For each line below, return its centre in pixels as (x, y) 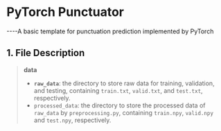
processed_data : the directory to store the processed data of (120, 105)
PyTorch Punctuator (65, 12)
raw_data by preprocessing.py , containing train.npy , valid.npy (124, 112)
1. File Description (46, 53)
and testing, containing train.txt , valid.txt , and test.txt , (118, 90)
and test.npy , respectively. (72, 120)
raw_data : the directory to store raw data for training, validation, (124, 83)
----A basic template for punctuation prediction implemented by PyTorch (110, 31)
